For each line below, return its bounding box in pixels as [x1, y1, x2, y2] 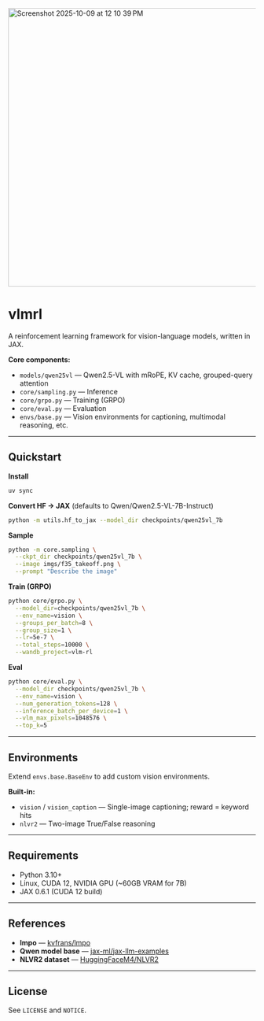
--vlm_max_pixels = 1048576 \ [15, 714, 108, 723]
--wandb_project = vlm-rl [15, 649, 93, 657]
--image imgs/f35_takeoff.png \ [15, 560, 122, 568]
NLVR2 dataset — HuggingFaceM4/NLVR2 [19, 954, 159, 964]
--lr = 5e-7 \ [15, 634, 55, 642]
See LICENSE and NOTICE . [8, 1005, 86, 1015]
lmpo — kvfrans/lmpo [19, 938, 91, 947]
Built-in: [8, 786, 35, 796]
